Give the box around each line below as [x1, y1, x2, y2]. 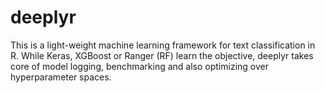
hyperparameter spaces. [10, 71, 112, 83]
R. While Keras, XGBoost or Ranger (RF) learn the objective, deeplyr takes [10, 49, 314, 61]
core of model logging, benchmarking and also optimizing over [10, 60, 269, 72]
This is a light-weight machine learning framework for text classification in [10, 39, 316, 51]
